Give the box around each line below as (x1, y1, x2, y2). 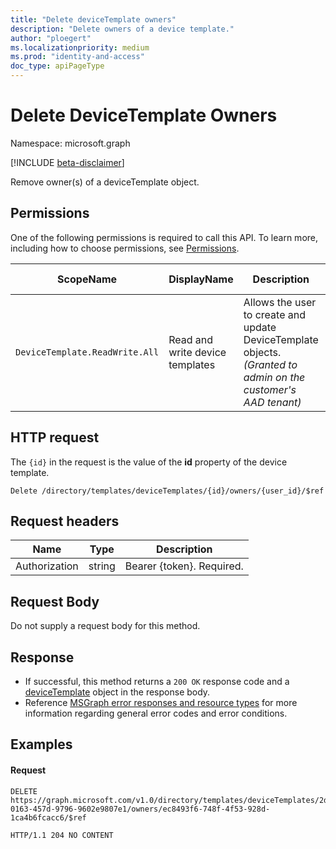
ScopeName (57, 272, 118, 286)
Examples (10, 736, 73, 753)
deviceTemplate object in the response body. (24, 686, 211, 698)
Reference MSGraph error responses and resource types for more (24, 697, 298, 708)
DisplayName (168, 272, 234, 286)
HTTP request (10, 429, 100, 446)
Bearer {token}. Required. (124, 559, 244, 573)
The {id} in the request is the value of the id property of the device (10, 456, 288, 468)
